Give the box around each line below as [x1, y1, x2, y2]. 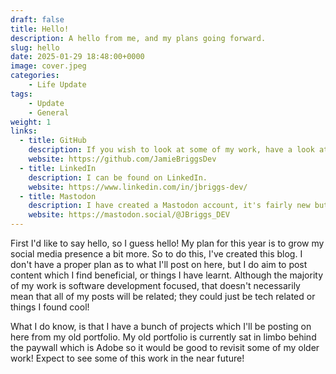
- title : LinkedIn [19, 163, 97, 173]
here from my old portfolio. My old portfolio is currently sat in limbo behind [10, 331, 317, 343]
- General [28, 107, 70, 118]
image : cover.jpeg [10, 61, 87, 71]
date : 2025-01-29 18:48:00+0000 [10, 52, 145, 62]
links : [10, 126, 38, 136]
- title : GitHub [19, 136, 87, 146]
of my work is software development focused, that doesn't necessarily [10, 280, 301, 291]
